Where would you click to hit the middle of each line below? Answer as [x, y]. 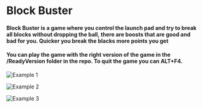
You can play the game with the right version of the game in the [88, 55]
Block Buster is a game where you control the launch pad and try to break [101, 27]
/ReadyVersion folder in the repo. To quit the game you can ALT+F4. [94, 61]
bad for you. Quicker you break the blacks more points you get [87, 41]
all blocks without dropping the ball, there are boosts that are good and [98, 34]
